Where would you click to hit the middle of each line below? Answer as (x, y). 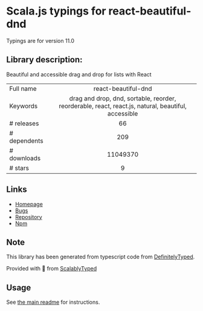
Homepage (29, 204)
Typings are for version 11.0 (40, 41)
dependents (26, 140)
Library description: (44, 60)
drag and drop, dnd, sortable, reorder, (123, 98)
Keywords (24, 106)
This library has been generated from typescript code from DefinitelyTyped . (101, 257)
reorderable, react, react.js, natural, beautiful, (123, 106)
